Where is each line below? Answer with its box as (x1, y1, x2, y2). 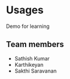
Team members (6, 39, 64, 49)
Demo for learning (6, 23, 50, 30)
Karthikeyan (14, 61, 44, 68)
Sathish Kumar (14, 55, 50, 62)
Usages (6, 3, 44, 17)
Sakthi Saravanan (14, 67, 57, 74)
